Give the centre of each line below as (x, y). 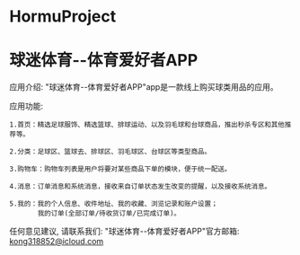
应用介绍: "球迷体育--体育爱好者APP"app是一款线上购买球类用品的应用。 (144, 87)
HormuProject (63, 17)
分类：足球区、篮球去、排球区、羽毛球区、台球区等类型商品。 (115, 152)
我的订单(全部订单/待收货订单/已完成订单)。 (109, 214)
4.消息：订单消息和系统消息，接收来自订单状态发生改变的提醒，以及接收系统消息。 (141, 187)
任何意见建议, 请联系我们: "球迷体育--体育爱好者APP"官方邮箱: (124, 232)
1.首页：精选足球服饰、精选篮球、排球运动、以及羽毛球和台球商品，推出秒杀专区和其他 (147, 125)
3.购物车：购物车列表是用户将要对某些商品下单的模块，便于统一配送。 (120, 169)
